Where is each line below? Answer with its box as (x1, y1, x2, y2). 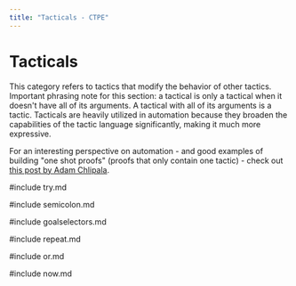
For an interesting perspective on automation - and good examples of (9, 145, 264, 156)
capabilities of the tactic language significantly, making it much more (9, 118, 261, 129)
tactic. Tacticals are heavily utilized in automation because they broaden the (9, 109, 288, 120)
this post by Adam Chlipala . (9, 164, 110, 175)
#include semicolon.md (9, 199, 95, 209)
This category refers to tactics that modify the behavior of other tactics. (9, 81, 272, 92)
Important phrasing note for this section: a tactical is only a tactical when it (9, 90, 283, 101)
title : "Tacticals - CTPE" (9, 12, 109, 22)
